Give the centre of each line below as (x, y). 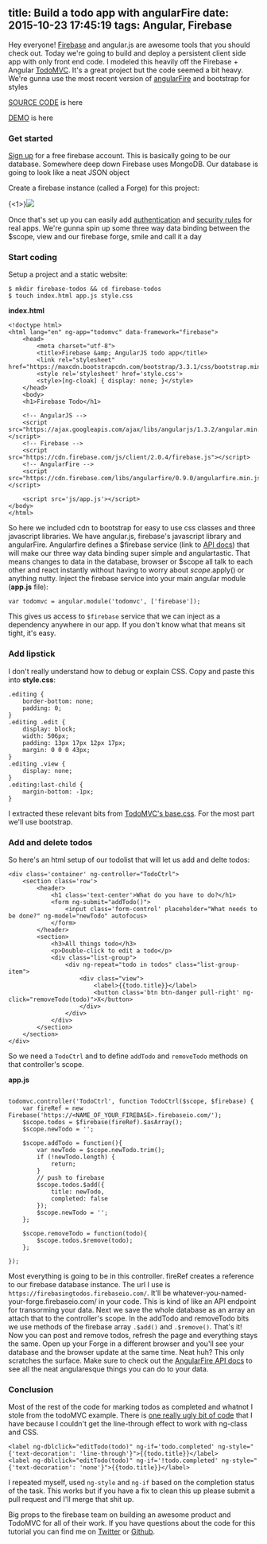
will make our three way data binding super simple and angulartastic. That (129, 553)
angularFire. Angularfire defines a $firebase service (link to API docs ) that (129, 545)
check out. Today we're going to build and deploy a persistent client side (127, 53)
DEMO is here (31, 118)
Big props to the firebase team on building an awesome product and (120, 1515)
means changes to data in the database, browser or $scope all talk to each (131, 562)
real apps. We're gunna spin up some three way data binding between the (129, 228)
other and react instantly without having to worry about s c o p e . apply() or (126, 570)
